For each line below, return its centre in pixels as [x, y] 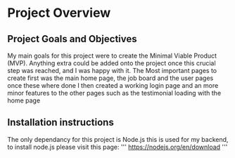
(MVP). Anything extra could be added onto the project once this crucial [112, 63]
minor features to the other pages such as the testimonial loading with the [114, 93]
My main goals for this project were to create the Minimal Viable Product [112, 55]
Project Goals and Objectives [72, 39]
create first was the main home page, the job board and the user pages [110, 78]
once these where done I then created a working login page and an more [113, 85]
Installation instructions [61, 123]
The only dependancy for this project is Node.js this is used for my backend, [118, 139]
